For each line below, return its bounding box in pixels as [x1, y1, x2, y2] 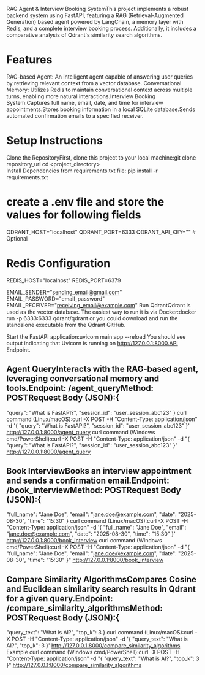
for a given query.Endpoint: [6, 593, 113, 604]
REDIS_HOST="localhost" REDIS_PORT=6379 [6, 276, 121, 284]
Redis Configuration [6, 256, 111, 270]
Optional [6, 234, 28, 242]
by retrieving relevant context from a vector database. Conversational [6, 79, 182, 87]
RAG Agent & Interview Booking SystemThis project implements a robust [6, 6, 188, 12]
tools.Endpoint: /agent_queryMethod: [6, 383, 154, 393]
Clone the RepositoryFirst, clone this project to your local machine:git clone [6, 153, 196, 161]
